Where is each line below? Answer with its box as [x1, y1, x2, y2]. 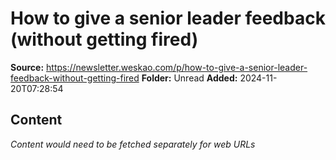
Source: [10, 61, 45, 73]
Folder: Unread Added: [141, 72, 238, 84]
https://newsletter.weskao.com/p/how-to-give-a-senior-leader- [46, 61, 308, 73]
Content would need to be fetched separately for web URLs [10, 138, 256, 150]
